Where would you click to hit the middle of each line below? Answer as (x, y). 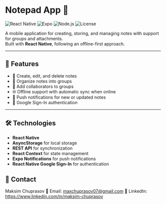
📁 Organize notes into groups (42, 81)
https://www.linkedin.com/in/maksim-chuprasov (54, 197)
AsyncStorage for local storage (45, 143)
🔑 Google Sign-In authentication (45, 102)
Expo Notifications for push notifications (54, 159)
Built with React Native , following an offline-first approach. (65, 43)
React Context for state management (50, 153)
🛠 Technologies (30, 123)
